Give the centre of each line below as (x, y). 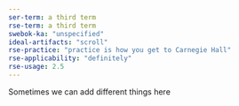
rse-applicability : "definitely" (70, 58)
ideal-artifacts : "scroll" (58, 42)
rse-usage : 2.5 (36, 67)
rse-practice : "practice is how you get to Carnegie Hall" (120, 50)
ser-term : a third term (52, 17)
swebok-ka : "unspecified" (56, 34)
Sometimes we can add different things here (89, 91)
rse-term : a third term (52, 26)
